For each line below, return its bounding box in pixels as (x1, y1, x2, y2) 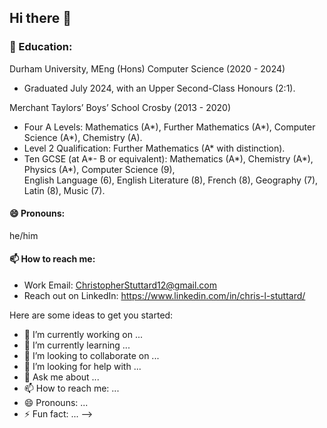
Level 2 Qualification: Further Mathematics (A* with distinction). (23, 142, 286, 154)
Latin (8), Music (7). (23, 184, 106, 196)
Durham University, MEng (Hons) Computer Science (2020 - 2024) (9, 62, 286, 75)
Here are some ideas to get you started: (9, 309, 174, 321)
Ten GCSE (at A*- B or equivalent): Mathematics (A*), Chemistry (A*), (23, 152, 314, 165)
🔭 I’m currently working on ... (23, 329, 143, 341)
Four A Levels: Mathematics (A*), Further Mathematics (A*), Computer (23, 121, 316, 133)
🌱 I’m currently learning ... (23, 339, 131, 351)
